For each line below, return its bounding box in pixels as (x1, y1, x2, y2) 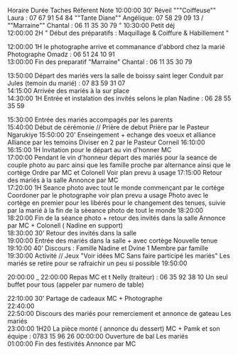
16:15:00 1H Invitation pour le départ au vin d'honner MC (7, 146, 172, 154)
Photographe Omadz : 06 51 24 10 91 (7, 50, 115, 58)
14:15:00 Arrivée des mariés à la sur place (7, 87, 130, 95)
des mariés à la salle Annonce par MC (7, 176, 119, 184)
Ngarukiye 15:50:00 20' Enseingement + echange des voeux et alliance (7, 131, 217, 139)
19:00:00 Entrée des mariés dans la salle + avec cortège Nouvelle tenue (7, 236, 218, 245)
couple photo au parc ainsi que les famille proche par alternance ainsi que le (7, 161, 231, 169)
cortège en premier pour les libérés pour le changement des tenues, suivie (7, 198, 226, 207)
